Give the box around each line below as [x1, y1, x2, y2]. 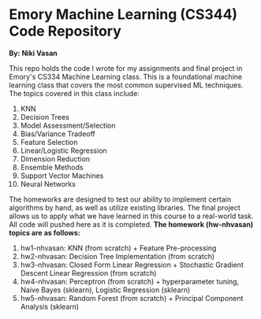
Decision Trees [20, 112, 69, 121]
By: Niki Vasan [9, 48, 58, 57]
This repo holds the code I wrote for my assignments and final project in [9, 63, 243, 72]
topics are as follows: [9, 228, 81, 237]
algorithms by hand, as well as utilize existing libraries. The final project [9, 202, 241, 212]
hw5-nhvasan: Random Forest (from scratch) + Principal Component [20, 293, 244, 302]
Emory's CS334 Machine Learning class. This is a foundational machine [9, 72, 243, 81]
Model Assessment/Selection [20, 121, 116, 130]
